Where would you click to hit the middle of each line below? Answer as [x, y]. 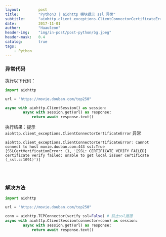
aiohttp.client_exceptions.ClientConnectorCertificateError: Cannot [77, 143]
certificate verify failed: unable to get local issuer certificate [77, 156]
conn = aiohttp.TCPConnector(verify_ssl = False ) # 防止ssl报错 [69, 216]
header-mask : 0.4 [25, 37]
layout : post [26, 10]
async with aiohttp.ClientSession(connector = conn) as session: [72, 221]
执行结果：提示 [20, 127]
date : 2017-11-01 [33, 23]
